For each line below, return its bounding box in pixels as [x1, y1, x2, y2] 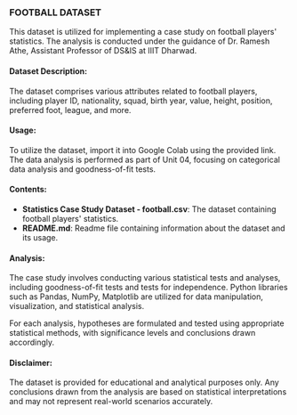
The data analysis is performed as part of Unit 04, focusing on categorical [9, 154, 280, 165]
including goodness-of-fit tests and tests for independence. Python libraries [9, 282, 288, 293]
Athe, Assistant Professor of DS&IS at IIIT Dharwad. [9, 45, 197, 56]
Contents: [9, 184, 47, 195]
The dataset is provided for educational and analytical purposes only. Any [9, 377, 280, 388]
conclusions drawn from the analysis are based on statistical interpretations [9, 387, 287, 397]
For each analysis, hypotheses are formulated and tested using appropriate [9, 318, 285, 329]
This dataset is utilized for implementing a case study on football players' [9, 27, 277, 37]
